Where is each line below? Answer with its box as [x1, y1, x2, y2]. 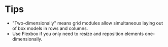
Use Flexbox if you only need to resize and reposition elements [12, 30, 144, 36]
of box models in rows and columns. [12, 25, 88, 31]
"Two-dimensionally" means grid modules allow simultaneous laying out [12, 20, 163, 26]
